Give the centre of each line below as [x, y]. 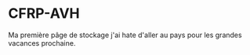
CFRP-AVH [44, 14]
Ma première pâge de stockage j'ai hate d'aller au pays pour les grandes [125, 35]
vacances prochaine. [42, 43]
